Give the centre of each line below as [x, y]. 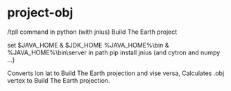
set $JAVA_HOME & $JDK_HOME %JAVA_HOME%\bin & [88, 45]
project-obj [40, 13]
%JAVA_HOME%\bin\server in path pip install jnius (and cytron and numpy [114, 52]
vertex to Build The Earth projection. [59, 80]
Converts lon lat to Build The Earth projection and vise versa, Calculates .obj [116, 73]
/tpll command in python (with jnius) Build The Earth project [92, 32]
